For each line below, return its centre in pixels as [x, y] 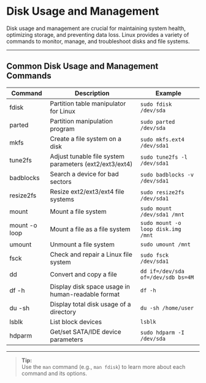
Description [92, 93]
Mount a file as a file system [90, 229]
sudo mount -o [161, 223]
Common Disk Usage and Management [82, 66]
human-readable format [85, 294]
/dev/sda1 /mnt [162, 214]
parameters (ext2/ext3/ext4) [91, 164]
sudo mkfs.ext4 [162, 139]
